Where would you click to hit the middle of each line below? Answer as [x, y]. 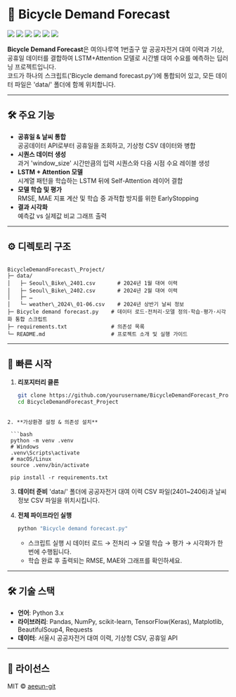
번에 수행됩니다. [50, 552]
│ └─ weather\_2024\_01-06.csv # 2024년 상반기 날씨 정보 [96, 304]
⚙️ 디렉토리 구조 [39, 247]
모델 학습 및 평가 [39, 189]
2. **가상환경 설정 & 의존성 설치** [53, 422]
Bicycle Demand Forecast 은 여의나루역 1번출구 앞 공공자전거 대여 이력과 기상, [116, 49]
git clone [32, 396]
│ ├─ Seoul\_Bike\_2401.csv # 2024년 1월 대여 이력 [92, 283]
